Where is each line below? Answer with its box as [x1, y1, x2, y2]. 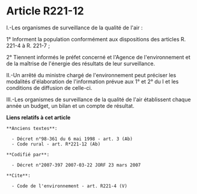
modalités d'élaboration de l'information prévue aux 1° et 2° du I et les [6, 78, 179, 85]
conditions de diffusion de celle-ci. [6, 84, 92, 91]
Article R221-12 [6, 4, 84, 18]
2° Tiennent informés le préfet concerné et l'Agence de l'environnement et [6, 53, 190, 60]
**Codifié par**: [6, 151, 50, 157]
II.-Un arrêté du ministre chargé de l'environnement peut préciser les [6, 71, 177, 78]
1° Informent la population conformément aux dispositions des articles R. [6, 35, 186, 43]
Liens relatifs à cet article [6, 114, 71, 121]
